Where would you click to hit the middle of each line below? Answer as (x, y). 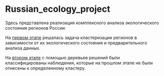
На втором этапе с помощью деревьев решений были (62, 57)
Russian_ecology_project (58, 9)
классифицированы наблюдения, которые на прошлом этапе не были (79, 63)
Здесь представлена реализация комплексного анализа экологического (82, 23)
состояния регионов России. (36, 28)
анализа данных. (23, 48)
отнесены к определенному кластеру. (45, 68)
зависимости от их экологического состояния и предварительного (76, 42)
